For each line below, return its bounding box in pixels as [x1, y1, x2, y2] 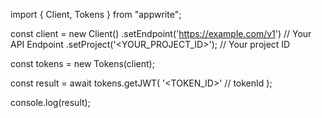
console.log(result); [10, 97, 91, 108]
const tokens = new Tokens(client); [10, 58, 155, 69]
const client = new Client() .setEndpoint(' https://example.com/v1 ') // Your [10, 28, 312, 39]
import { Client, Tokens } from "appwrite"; [10, 9, 182, 20]
